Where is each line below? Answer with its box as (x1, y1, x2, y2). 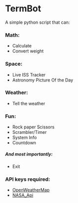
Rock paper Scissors (12, 124, 55, 130)
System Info (12, 134, 37, 141)
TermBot (5, 3, 41, 14)
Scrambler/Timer (12, 129, 47, 135)
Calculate (12, 43, 32, 49)
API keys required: (5, 176, 50, 183)
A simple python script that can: (5, 19, 70, 25)
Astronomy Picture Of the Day (12, 77, 74, 83)
